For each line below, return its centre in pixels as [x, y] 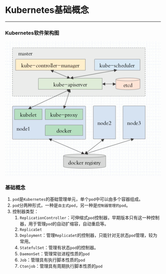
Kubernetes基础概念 [47, 10]
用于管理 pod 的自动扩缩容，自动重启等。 [69, 224]
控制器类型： [25, 211]
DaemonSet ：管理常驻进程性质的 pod [55, 254]
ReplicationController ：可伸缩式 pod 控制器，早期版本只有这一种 [85, 217]
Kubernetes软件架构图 [32, 33]
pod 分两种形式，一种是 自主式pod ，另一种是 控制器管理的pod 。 [71, 205]
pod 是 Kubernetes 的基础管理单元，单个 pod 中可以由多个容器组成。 [78, 199]
